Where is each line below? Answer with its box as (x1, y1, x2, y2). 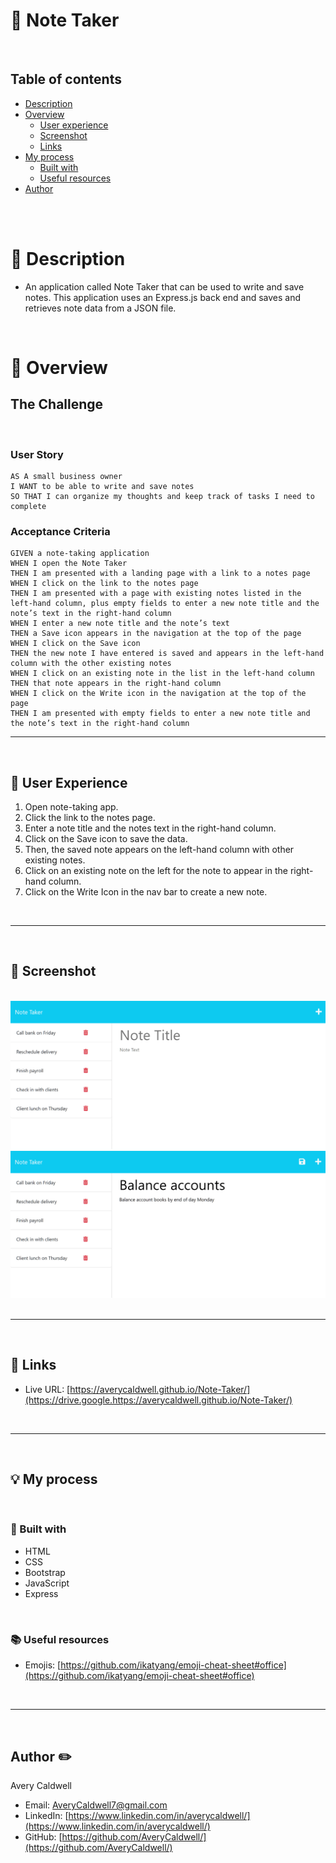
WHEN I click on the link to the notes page (10, 579, 199, 589)
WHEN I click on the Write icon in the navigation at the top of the (10, 689, 307, 699)
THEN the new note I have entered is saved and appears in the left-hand (10, 649, 325, 659)
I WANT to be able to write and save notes (10, 481, 195, 491)
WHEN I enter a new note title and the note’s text (10, 619, 230, 629)
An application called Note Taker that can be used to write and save (24, 280, 305, 293)
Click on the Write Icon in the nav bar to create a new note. (24, 886, 268, 898)
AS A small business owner (10, 471, 123, 481)
